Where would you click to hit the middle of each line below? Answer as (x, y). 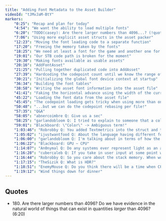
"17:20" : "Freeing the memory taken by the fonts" (67, 47)
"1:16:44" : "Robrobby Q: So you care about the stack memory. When (85, 157)
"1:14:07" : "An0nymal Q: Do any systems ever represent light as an (86, 148)
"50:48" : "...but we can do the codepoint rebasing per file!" (81, 107)
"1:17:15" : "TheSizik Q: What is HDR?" (55, 162)
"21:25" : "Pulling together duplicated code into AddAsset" (77, 70)
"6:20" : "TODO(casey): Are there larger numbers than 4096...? (81, 33)
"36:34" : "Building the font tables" (53, 83)
